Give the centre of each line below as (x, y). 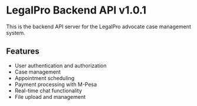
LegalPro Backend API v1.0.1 (76, 10)
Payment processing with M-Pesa (56, 84)
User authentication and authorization (61, 65)
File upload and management (50, 97)
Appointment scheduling (45, 78)
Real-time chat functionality (48, 90)
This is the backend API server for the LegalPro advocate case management (99, 26)
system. (16, 32)
